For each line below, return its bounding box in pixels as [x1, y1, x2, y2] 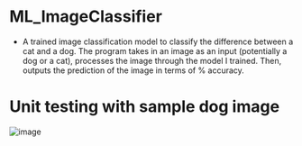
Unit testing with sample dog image [9, 96, 280, 117]
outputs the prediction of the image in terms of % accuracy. [22, 65, 245, 76]
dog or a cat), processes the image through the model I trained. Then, [22, 55, 282, 66]
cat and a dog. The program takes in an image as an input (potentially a [22, 45, 288, 56]
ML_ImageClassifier [9, 6, 162, 27]
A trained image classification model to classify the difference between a [22, 36, 294, 47]
